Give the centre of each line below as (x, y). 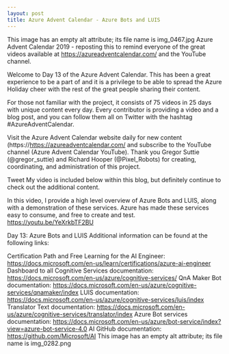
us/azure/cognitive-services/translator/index (70, 314)
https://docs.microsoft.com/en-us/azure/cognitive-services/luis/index (106, 299)
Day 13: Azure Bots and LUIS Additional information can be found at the (108, 235)
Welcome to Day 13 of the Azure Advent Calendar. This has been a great (109, 74)
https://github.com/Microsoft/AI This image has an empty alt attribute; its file (115, 336)
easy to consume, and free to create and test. (71, 215)
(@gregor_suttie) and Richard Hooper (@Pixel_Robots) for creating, (102, 159)
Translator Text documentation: (51, 307)
